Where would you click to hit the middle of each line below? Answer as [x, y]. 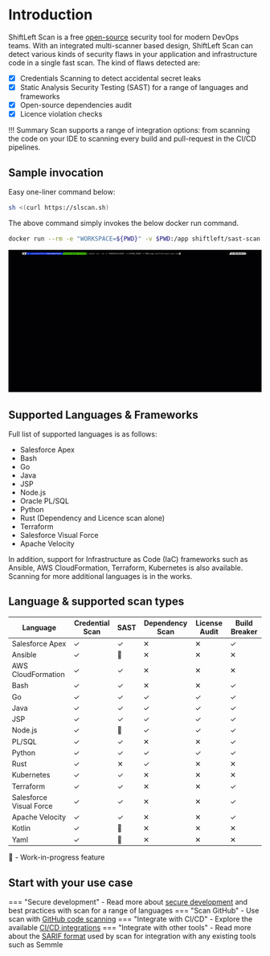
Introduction [51, 15]
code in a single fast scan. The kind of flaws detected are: [104, 63]
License [209, 623]
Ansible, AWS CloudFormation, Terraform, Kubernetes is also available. [126, 568]
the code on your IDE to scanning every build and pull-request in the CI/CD [133, 139]
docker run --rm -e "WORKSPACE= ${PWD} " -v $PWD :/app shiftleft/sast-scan [135, 239]
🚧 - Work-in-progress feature [57, 857]
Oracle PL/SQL [45, 501]
